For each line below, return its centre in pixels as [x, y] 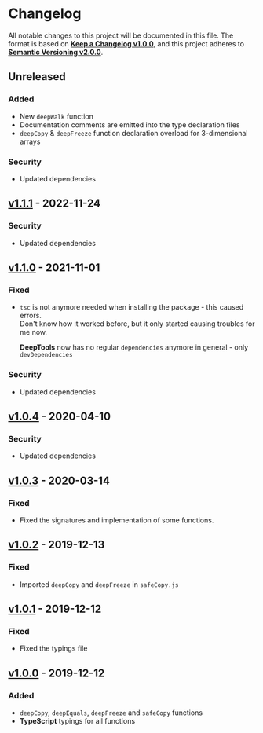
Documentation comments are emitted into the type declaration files [130, 125]
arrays [30, 141]
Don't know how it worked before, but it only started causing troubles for [137, 324]
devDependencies [46, 355]
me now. [33, 332]
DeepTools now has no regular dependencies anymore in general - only [134, 347]
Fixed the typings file [53, 648]
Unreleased [37, 77]
